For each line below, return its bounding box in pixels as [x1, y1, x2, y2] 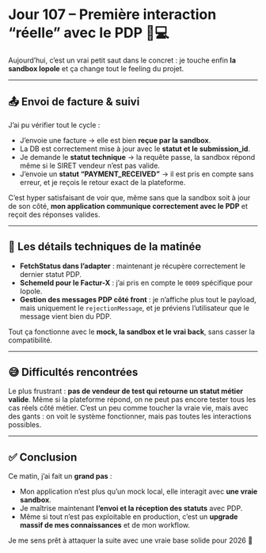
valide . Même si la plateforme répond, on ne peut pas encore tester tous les [8, 395, 256, 404]
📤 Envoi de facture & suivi [8, 95, 140, 108]
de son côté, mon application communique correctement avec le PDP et [8, 201, 248, 210]
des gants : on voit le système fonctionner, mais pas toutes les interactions [8, 411, 252, 421]
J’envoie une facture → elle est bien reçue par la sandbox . [19, 135, 211, 145]
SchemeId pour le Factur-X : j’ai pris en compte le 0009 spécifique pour [19, 278, 253, 287]
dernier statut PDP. [19, 269, 82, 278]
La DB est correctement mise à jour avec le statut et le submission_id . [19, 144, 251, 153]
